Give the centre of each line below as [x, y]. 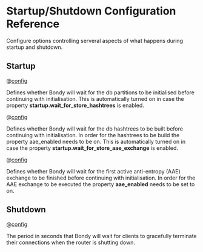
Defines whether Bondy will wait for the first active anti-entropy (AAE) [93, 171]
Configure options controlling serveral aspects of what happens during [95, 40]
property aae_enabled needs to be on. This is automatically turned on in [96, 141]
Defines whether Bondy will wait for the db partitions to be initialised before [101, 92]
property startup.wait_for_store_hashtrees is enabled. [75, 105]
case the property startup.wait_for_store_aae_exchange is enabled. [92, 148]
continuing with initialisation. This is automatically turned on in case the [95, 99]
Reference [33, 24]
